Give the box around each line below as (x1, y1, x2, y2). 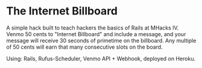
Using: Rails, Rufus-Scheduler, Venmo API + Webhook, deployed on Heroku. (6, 55, 196, 62)
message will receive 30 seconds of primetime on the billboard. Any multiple (6, 37, 197, 44)
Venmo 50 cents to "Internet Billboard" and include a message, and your (6, 30, 186, 37)
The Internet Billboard (6, 4, 118, 18)
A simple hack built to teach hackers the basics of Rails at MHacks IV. (6, 24, 179, 31)
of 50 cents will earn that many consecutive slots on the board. (6, 43, 163, 51)
